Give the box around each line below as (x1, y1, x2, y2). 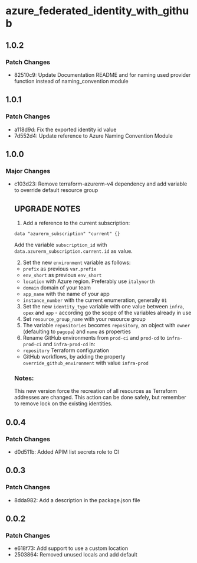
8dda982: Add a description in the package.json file (14, 496, 140, 503)
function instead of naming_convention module (14, 77, 129, 84)
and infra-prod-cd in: (42, 341, 96, 348)
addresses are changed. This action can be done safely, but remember (14, 394, 186, 401)
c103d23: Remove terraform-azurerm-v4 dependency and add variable (14, 180, 188, 187)
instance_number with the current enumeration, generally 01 (22, 297, 168, 304)
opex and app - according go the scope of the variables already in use (22, 309, 192, 317)
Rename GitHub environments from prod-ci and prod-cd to (22, 334, 166, 341)
